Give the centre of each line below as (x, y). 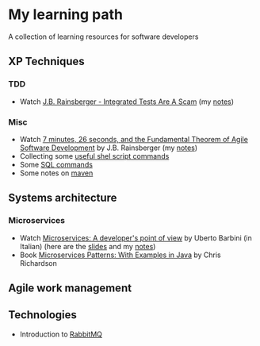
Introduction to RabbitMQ (61, 334)
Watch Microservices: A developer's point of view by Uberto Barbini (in (136, 238)
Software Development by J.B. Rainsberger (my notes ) (109, 148)
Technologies (43, 315)
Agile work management (70, 288)
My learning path (65, 15)
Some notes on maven (56, 173)
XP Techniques (46, 62)
